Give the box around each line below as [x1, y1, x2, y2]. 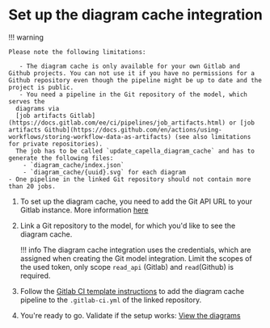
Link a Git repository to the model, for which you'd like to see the [19, 221, 236, 230]
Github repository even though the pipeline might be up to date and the [8, 76, 263, 84]
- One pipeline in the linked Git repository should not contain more [8, 175, 251, 183]
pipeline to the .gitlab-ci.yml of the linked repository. [19, 295, 202, 305]
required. [19, 271, 51, 280]
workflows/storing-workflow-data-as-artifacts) [8, 132, 172, 141]
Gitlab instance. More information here [19, 204, 149, 215]
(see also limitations [175, 132, 251, 141]
